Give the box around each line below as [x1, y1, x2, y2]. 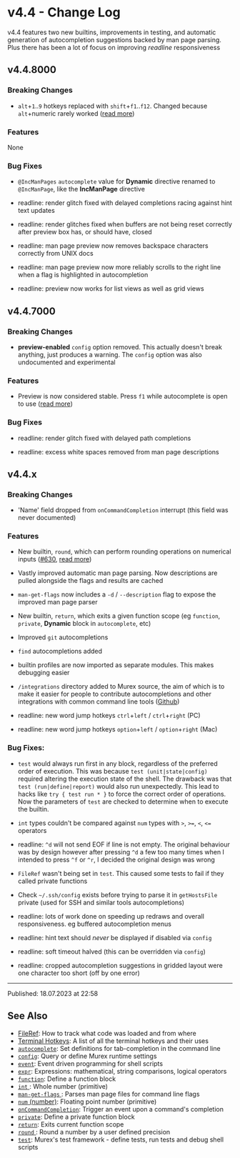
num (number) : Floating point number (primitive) [17, 1097, 157, 1106]
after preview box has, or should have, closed [17, 228, 152, 236]
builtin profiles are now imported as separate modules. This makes [17, 661, 214, 669]
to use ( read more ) [17, 399, 73, 408]
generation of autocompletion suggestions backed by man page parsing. [7, 35, 221, 44]
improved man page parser [17, 598, 98, 607]
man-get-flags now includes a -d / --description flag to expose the [17, 590, 216, 599]
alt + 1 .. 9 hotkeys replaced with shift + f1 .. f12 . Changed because [17, 101, 208, 110]
